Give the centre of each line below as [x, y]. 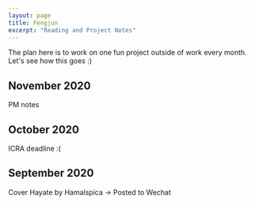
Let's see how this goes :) [50, 61]
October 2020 [44, 130]
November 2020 [49, 86]
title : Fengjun [33, 23]
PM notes [24, 105]
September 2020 [51, 173]
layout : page [30, 15]
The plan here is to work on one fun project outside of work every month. [127, 53]
